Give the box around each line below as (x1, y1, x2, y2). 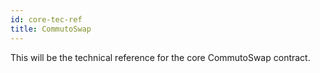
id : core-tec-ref (10, 14, 83, 25)
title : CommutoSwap (10, 24, 92, 34)
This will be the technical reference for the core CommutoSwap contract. (10, 51, 311, 63)
